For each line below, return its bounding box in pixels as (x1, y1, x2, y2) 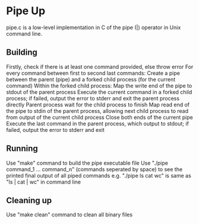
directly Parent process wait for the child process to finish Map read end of (6, 101, 190, 108)
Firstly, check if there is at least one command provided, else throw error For (6, 63, 194, 70)
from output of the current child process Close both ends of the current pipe (6, 113, 193, 121)
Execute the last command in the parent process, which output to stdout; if (6, 120, 189, 127)
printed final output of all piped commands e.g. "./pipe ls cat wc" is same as (6, 172, 191, 179)
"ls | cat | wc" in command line (6, 178, 81, 185)
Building (6, 48, 37, 58)
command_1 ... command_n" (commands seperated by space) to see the (6, 165, 183, 173)
